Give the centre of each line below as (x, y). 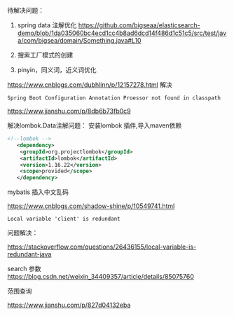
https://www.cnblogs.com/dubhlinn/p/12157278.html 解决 (90, 85)
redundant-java (29, 254)
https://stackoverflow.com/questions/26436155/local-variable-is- (102, 247)
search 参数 (24, 269)
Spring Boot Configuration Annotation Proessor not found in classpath (114, 98)
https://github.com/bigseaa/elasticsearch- (139, 25)
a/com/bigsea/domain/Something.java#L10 (79, 40)
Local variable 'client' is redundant (64, 219)
